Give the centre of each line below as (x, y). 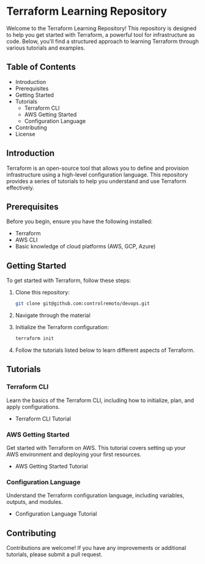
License (25, 134)
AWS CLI (26, 240)
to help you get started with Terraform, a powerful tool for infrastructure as (101, 34)
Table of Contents (41, 67)
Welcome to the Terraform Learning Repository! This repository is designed (102, 28)
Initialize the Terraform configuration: (62, 327)
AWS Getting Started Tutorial (51, 466)
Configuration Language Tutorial (56, 514)
